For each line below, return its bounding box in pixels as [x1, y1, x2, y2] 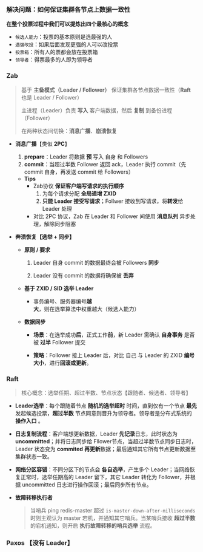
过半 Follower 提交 [40, 338, 86, 346]
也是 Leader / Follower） [21, 94, 83, 101]
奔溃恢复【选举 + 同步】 [15, 233, 75, 240]
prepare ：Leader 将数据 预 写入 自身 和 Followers [24, 153, 148, 160]
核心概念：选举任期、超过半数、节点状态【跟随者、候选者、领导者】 [21, 389, 191, 396]
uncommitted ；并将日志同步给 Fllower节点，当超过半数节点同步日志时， [15, 437, 197, 445]
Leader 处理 [42, 205, 73, 212]
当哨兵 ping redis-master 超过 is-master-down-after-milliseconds [30, 506, 196, 514]
